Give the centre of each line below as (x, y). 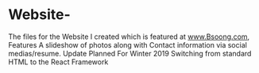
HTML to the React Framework (58, 62)
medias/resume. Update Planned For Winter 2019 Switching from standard (130, 53)
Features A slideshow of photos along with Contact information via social (128, 44)
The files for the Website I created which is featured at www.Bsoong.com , (129, 36)
